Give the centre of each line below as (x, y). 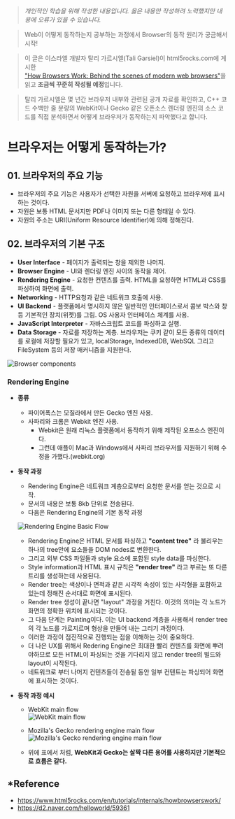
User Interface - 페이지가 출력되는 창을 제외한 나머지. (91, 262)
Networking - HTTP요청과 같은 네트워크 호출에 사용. (90, 297)
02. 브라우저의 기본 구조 (56, 244)
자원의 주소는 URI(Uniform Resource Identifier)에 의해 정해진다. (106, 220)
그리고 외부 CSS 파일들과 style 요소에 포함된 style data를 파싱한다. (119, 558)
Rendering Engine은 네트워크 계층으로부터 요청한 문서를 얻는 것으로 (121, 486)
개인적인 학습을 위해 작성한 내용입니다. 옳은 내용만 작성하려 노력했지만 (120, 11)
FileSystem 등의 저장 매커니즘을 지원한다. (74, 350)
